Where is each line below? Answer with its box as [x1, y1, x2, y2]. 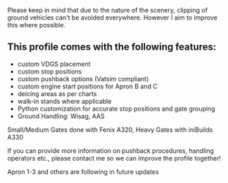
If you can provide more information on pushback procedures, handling [7, 147, 215, 155]
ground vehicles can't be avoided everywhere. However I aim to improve [7, 13, 218, 22]
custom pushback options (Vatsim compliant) [17, 74, 149, 83]
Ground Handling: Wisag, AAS [17, 111, 105, 120]
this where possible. [7, 21, 65, 29]
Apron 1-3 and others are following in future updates [7, 168, 160, 176]
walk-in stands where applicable [17, 97, 112, 105]
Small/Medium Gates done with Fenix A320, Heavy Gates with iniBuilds [7, 126, 213, 134]
